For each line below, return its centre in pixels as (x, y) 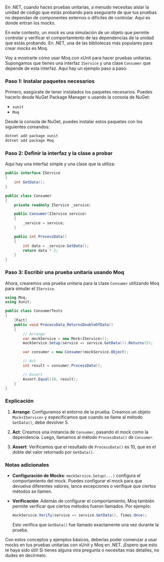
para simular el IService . (30, 288)
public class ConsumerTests (34, 311)
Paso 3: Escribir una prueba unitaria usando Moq (65, 273)
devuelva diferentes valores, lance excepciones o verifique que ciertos (84, 486)
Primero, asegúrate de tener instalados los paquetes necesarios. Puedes (79, 92)
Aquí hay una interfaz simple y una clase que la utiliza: (60, 164)
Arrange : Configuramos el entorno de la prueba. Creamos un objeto (81, 412)
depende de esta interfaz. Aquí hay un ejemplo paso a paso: (66, 68)
